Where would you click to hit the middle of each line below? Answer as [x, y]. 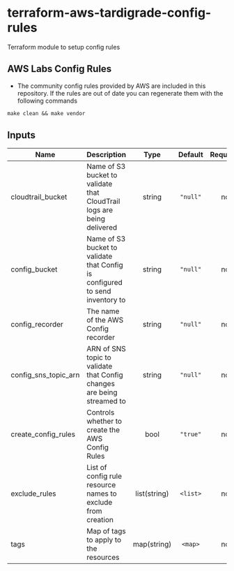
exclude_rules [33, 494]
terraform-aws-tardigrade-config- [109, 13]
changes [101, 384]
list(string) [152, 494]
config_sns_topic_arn [45, 375]
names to [102, 494]
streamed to [107, 401]
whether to [104, 422]
